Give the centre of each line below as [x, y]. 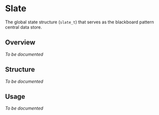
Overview [20, 43]
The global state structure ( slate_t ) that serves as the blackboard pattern [79, 22]
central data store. [24, 27]
